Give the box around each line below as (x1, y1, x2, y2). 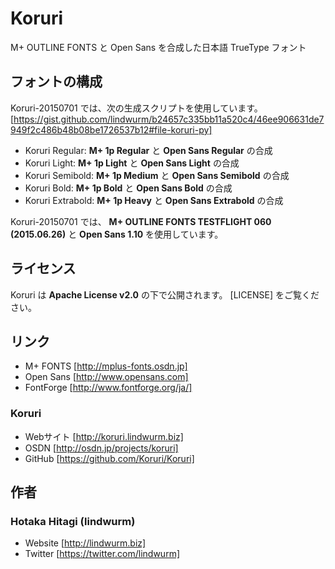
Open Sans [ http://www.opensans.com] (24, 371, 189, 383)
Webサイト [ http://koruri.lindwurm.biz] (24, 430, 184, 442)
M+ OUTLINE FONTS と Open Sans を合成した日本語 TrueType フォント (10, 41, 307, 53)
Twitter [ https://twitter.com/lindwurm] (24, 548, 181, 560)
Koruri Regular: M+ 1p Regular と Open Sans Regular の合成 (24, 144, 273, 156)
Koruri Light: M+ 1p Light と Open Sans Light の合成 (24, 157, 240, 169)
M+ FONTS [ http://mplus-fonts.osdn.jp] (24, 360, 188, 372)
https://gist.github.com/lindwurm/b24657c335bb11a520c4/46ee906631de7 (13, 113, 325, 125)
